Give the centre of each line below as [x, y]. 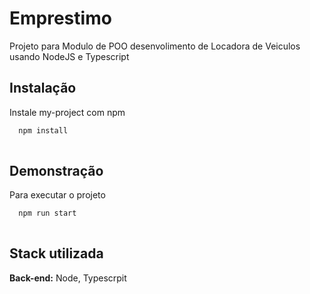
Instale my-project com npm [67, 112]
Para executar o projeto [57, 195]
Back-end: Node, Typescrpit [68, 278]
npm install [43, 130]
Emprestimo [60, 18]
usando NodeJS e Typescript [69, 56]
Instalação [43, 88]
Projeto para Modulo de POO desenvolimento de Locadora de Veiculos [155, 46]
